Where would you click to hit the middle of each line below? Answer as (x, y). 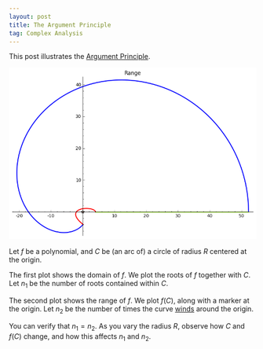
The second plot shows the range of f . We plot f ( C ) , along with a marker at (129, 301)
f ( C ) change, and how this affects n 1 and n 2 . (80, 337)
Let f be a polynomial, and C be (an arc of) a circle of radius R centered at (128, 252)
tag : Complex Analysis (46, 33)
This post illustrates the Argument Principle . (80, 57)
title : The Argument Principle (60, 25)
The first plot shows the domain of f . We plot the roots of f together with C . (130, 275)
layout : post (30, 17)
